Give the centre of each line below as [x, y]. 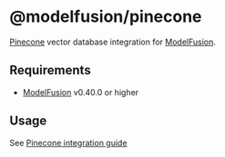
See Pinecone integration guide [68, 142]
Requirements [50, 70]
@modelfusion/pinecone [106, 17]
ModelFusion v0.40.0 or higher [81, 92]
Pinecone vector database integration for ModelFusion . [113, 42]
